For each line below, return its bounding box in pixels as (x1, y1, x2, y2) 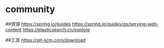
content (5, 26, 22, 32)
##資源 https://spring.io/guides (5, 21, 71, 27)
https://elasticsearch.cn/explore (23, 26, 90, 32)
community (5, 4, 55, 15)
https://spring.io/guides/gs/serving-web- (72, 21, 159, 27)
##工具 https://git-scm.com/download (5, 37, 86, 43)
